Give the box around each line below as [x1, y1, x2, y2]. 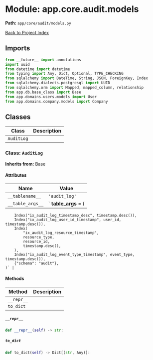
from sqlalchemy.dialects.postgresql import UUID [5, 81, 111, 86]
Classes [5, 113, 31, 121]
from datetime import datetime [5, 66, 70, 72]
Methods [5, 275, 24, 282]
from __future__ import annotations [5, 57, 81, 62]
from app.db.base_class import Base [5, 90, 81, 95]
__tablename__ [7, 193, 41, 199]
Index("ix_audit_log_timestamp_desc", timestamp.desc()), [14, 213, 137, 218]
